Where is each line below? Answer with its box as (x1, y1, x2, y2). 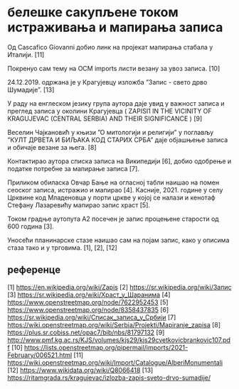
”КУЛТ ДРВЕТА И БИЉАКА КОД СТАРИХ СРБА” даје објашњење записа (7, 136, 228, 144)
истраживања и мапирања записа (7, 19, 223, 35)
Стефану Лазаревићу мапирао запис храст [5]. (7, 200, 151, 209)
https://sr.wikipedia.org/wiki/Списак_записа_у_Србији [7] (7, 313, 176, 322)
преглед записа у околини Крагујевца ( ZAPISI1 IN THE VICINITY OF (7, 106, 212, 115)
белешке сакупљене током (7, 4, 179, 21)
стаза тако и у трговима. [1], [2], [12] (7, 243, 117, 252)
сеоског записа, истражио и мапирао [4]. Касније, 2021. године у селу (7, 185, 223, 194)
